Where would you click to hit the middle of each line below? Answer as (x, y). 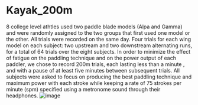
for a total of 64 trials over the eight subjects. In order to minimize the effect (98, 51)
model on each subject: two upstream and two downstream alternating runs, (99, 45)
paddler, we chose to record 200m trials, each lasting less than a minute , (95, 64)
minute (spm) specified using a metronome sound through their (83, 89)
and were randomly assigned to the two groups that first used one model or (98, 32)
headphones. (22, 96)
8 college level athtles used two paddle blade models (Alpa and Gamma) (94, 27)
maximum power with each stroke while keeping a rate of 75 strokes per (94, 83)
